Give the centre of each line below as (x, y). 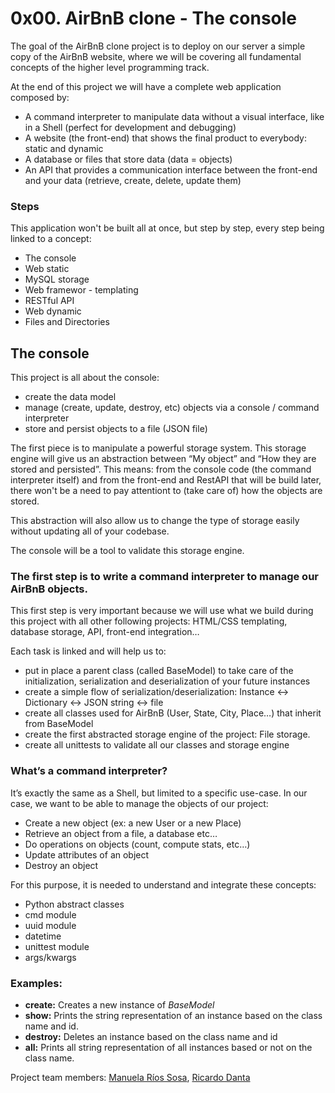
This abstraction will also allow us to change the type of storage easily (155, 521)
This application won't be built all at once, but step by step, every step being (167, 228)
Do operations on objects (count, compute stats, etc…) (137, 844)
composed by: (40, 97)
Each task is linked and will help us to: (88, 651)
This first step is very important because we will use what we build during (162, 611)
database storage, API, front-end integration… (105, 632)
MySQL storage (57, 279)
